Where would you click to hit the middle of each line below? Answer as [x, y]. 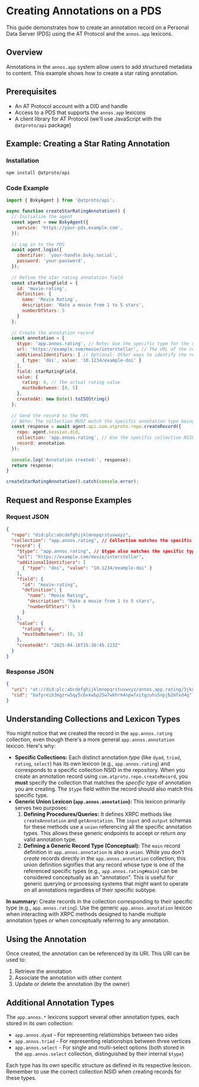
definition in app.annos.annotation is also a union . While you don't [104, 852]
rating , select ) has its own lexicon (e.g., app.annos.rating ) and [92, 764]
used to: [16, 960]
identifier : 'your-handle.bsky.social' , [67, 256]
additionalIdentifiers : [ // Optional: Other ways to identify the [102, 355]
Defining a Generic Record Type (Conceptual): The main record [102, 846]
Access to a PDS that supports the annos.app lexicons [80, 112]
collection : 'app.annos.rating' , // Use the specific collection [99, 438]
